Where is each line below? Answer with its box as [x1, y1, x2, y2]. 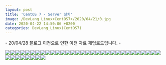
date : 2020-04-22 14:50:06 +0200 [5, 21, 75, 26]
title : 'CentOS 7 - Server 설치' [5, 12, 73, 17]
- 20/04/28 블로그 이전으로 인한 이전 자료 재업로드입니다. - [5, 40, 121, 46]
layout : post [5, 7, 33, 12]
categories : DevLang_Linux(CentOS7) [5, 26, 82, 31]
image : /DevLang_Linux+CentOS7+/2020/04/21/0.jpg [5, 16, 111, 21]
